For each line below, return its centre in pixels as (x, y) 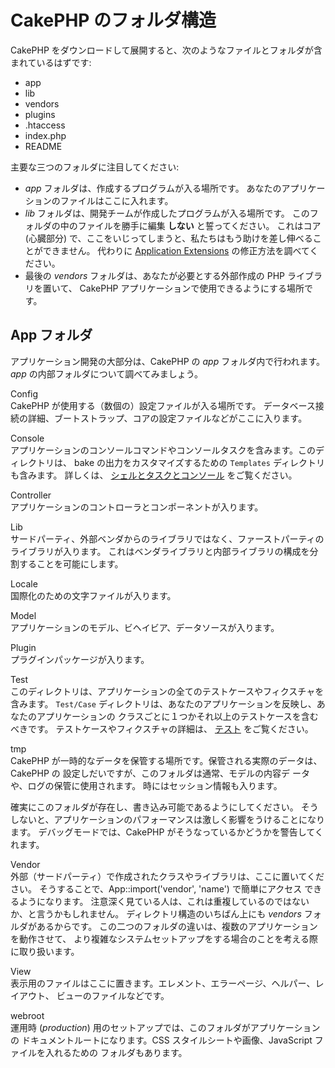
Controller (31, 495)
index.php (45, 135)
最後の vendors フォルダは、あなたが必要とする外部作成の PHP (155, 275)
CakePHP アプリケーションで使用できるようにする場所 (192, 288)
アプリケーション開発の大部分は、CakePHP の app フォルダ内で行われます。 (168, 361)
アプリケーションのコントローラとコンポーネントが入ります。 (137, 507)
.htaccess (45, 125)
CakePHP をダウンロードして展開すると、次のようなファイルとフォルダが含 (166, 50)
